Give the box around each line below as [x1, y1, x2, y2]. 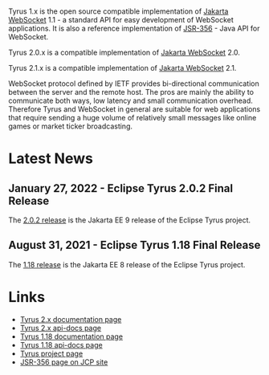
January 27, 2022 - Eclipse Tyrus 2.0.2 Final [8, 181, 234, 195]
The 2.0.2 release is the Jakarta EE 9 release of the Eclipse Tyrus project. [8, 215, 251, 225]
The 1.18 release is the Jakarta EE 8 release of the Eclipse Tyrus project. [8, 259, 246, 269]
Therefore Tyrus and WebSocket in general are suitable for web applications [8, 104, 261, 114]
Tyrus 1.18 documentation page [19, 332, 123, 341]
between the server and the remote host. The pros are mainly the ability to [8, 88, 255, 96]
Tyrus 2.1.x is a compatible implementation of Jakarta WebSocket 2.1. [8, 63, 237, 72]
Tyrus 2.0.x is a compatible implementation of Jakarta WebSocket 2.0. [8, 47, 241, 57]
